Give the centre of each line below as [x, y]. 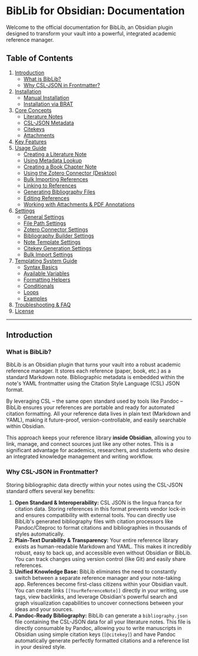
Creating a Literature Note [55, 154]
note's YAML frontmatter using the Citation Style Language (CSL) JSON [93, 384]
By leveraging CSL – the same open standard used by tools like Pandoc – [95, 401]
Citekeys [34, 129]
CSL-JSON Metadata [49, 123]
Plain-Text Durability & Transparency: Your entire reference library [96, 540]
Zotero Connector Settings [56, 229]
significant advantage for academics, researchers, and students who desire [98, 451]
